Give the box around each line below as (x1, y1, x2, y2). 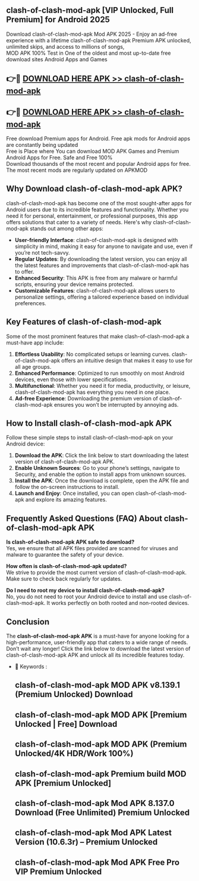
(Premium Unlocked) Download (14, 689, 133, 700)
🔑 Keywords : (14, 663, 48, 670)
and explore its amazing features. (25, 496, 107, 503)
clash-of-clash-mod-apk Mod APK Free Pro (14, 857, 180, 867)
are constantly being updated (6, 142, 78, 149)
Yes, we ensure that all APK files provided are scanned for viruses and (6, 545, 178, 552)
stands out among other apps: (29, 225, 104, 232)
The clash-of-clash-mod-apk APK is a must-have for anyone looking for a (6, 632, 189, 639)
